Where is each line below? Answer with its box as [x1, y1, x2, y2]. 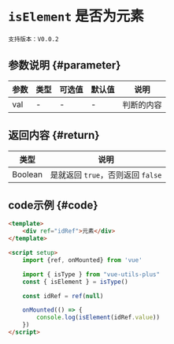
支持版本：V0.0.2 [8, 35, 59, 43]
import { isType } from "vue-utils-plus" [22, 270, 160, 279]
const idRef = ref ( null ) [22, 292, 104, 300]
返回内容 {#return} [8, 129, 100, 142]
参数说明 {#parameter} [8, 58, 121, 72]
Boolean [12, 169, 43, 180]
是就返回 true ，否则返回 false [50, 169, 162, 180]
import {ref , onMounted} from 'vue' [22, 256, 143, 264]
